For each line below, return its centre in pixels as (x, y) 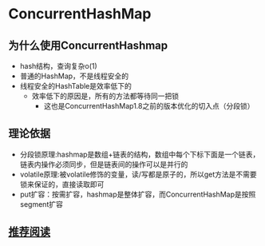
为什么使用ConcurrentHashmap (88, 45)
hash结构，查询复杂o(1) (58, 66)
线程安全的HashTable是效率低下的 (75, 86)
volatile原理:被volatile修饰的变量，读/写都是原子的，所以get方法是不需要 (138, 174)
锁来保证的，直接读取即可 (62, 184)
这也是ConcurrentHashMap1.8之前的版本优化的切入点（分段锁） (149, 106)
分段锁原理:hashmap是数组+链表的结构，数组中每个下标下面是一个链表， (140, 154)
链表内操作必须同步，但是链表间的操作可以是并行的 (104, 164)
